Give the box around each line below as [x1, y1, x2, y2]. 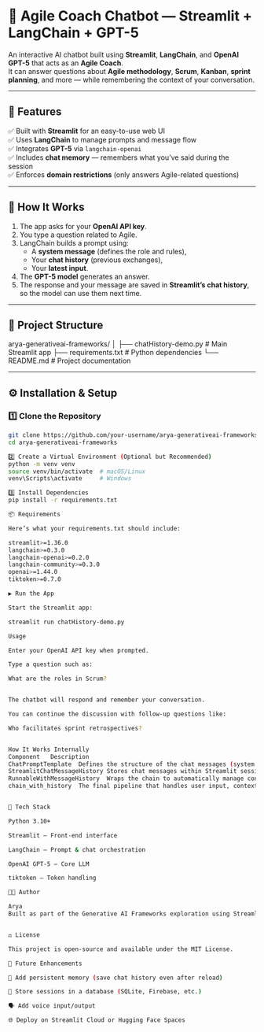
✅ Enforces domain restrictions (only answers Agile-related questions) [8, 169, 240, 179]
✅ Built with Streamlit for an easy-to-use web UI [8, 126, 165, 135]
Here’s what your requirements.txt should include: [8, 524, 181, 532]
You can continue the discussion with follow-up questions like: [8, 710, 226, 719]
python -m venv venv [8, 460, 76, 468]
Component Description [8, 753, 90, 760]
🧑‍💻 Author [8, 889, 41, 897]
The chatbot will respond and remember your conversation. [8, 696, 206, 704]
